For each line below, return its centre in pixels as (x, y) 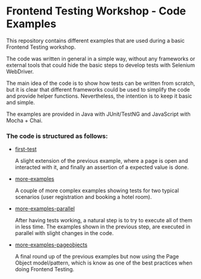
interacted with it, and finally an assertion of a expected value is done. (102, 168)
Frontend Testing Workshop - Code (96, 11)
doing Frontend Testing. (45, 269)
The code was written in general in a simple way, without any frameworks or (101, 58)
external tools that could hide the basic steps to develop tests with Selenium (101, 65)
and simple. (20, 102)
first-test (26, 149)
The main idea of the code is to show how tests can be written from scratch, (101, 83)
